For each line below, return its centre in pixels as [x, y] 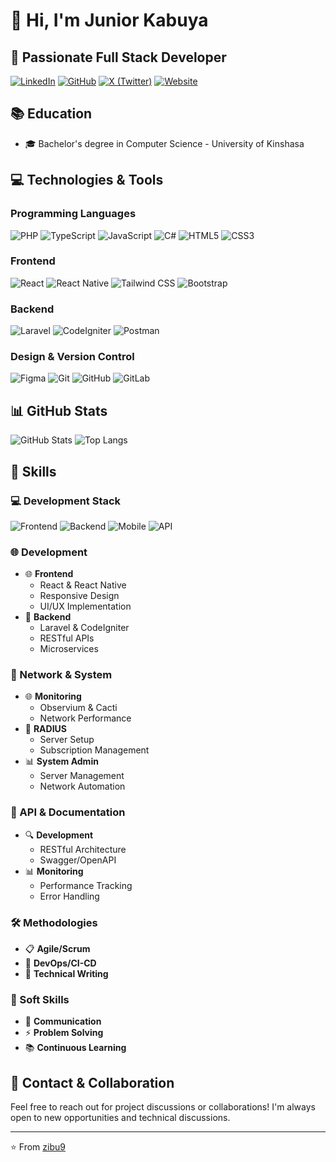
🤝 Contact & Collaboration [92, 1082]
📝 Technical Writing [66, 974]
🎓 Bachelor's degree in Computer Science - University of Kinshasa [164, 143]
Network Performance [85, 718]
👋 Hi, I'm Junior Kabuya [109, 20]
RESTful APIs [67, 638]
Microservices [69, 649]
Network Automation [82, 786]
